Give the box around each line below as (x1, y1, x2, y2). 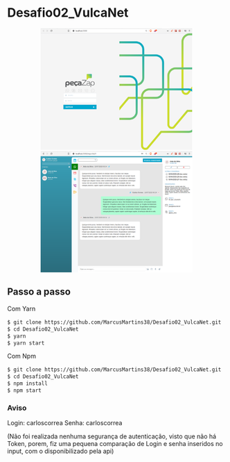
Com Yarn (7, 304, 36, 313)
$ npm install (7, 380, 48, 387)
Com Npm (7, 352, 37, 360)
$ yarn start (7, 339, 45, 347)
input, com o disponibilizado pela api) (7, 447, 114, 456)
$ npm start (7, 387, 42, 394)
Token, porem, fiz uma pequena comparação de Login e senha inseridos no (7, 440, 223, 448)
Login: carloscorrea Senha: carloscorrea (7, 419, 123, 427)
